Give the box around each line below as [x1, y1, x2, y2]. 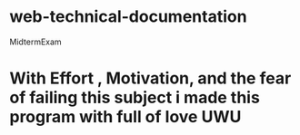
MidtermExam [9, 36, 62, 47]
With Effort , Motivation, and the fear [9, 68, 292, 89]
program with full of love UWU [9, 107, 242, 128]
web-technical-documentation [9, 6, 247, 27]
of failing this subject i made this [9, 88, 261, 108]
